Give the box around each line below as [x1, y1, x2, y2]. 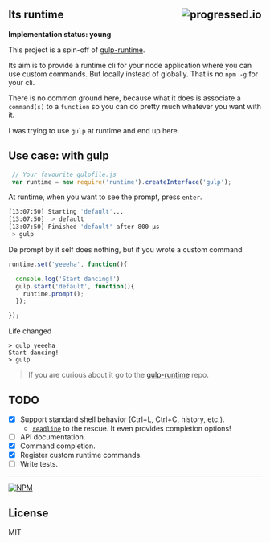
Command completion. [19, 441, 96, 451]
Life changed [8, 326, 52, 336]
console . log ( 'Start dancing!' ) [15, 275, 121, 283]
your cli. [8, 77, 35, 87]
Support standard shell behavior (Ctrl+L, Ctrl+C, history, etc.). [19, 414, 225, 424]
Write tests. [19, 459, 59, 469]
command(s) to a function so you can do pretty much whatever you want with [8, 101, 262, 111]
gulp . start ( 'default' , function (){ [15, 282, 135, 290]
